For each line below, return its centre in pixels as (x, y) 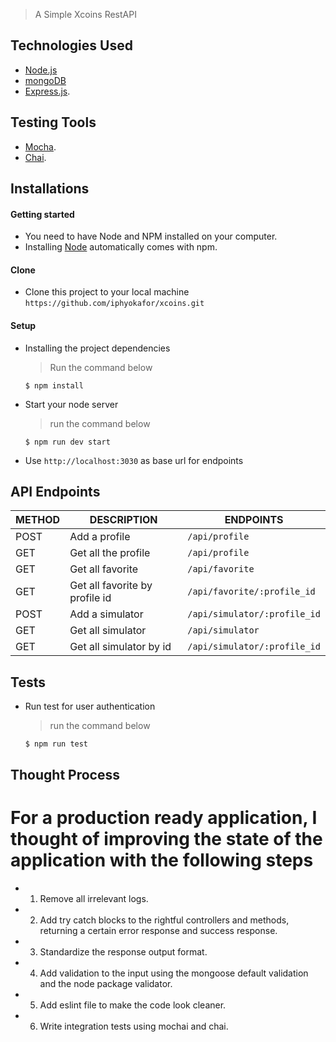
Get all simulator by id (120, 647)
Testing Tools (53, 122)
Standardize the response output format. (123, 951)
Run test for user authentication (90, 706)
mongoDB (45, 80)
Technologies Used (71, 45)
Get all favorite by (111, 586)
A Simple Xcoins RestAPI (85, 14)
